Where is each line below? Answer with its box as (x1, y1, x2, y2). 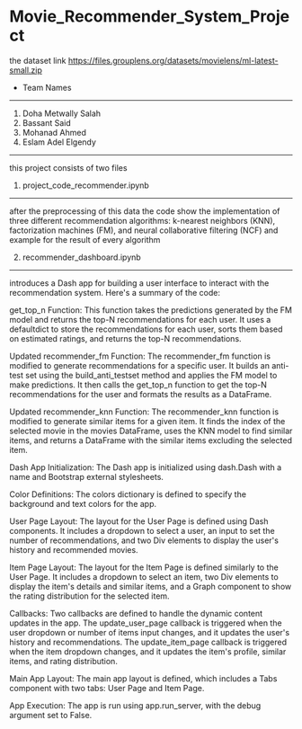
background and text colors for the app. (9, 498, 157, 509)
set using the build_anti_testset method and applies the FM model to (25, 369, 278, 380)
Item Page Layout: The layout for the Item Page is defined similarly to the (9, 562, 279, 573)
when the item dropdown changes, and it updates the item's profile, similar (9, 645, 287, 657)
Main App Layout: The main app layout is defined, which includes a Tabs (9, 672, 278, 684)
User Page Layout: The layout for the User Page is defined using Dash (9, 515, 269, 527)
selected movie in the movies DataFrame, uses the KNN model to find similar (9, 425, 293, 436)
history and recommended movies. (9, 544, 138, 555)
